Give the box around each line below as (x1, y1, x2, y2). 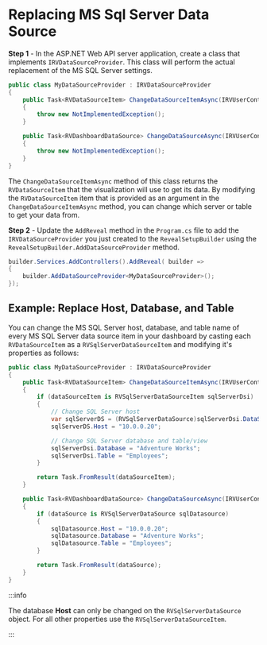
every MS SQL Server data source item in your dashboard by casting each (8, 331, 252, 341)
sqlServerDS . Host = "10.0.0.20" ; (50, 423, 161, 431)
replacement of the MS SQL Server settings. (8, 65, 153, 75)
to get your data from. (8, 210, 80, 219)
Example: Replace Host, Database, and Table (8, 302, 234, 315)
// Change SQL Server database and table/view (50, 437, 208, 445)
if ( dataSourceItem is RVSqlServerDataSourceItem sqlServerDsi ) (37, 393, 254, 401)
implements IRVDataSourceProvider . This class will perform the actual (8, 57, 236, 67)
